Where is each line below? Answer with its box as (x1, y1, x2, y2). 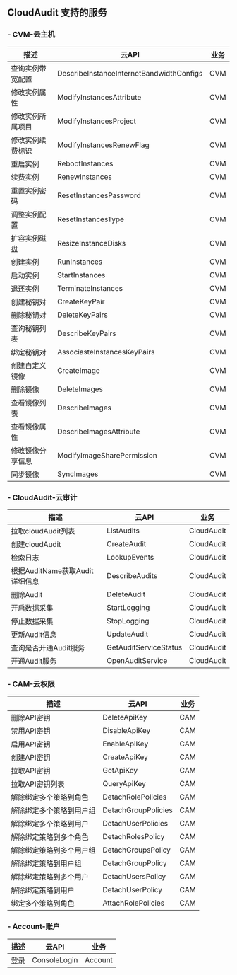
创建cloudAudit (11, 539, 61, 549)
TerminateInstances (57, 283, 123, 293)
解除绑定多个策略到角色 (11, 792, 90, 802)
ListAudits (107, 526, 140, 536)
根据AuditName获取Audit (11, 565, 94, 575)
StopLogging (107, 616, 150, 625)
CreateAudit (107, 538, 147, 548)
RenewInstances (57, 172, 112, 182)
